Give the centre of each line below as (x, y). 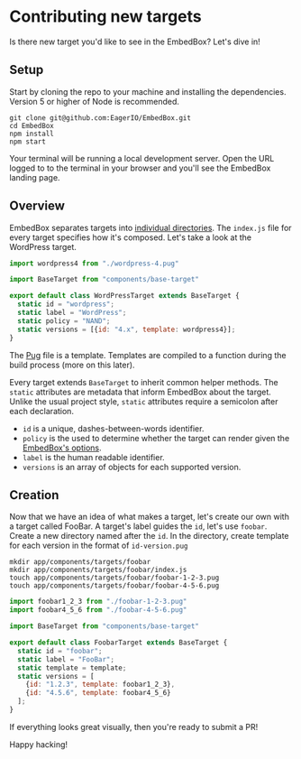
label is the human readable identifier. (93, 457)
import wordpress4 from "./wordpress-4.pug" (94, 264)
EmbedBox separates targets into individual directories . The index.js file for (150, 227)
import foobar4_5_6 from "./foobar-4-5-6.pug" (98, 610)
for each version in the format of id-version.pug (99, 546)
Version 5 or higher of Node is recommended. (95, 101)
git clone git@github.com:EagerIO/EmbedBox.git (100, 118)
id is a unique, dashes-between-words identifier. (113, 428)
